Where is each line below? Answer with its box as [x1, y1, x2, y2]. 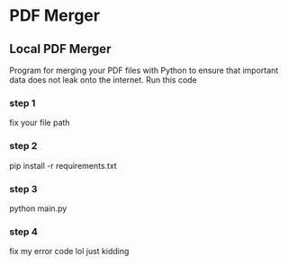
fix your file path [9, 118, 70, 128]
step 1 [9, 96, 36, 109]
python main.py [9, 203, 67, 214]
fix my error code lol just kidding [9, 246, 130, 257]
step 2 [9, 140, 38, 153]
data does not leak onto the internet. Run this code [9, 75, 198, 85]
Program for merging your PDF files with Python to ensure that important [9, 65, 279, 75]
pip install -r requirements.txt [9, 160, 117, 171]
